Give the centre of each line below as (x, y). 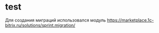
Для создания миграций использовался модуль (56, 20)
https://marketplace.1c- (131, 20)
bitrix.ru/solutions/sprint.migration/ (40, 25)
